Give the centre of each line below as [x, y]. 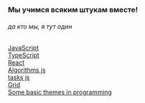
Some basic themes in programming [60, 93]
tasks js [19, 77]
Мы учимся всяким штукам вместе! [73, 10]
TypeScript [24, 55]
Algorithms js [27, 70]
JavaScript [23, 48]
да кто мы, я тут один [40, 26]
